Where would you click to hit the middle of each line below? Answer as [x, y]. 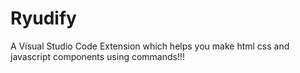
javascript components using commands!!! [98, 56]
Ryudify [43, 18]
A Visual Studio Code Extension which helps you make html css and [150, 46]
